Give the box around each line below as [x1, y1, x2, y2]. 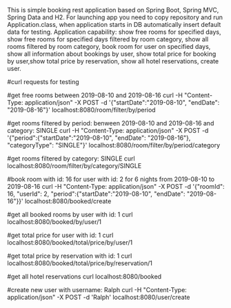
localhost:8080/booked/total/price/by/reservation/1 [7, 259, 153, 267]
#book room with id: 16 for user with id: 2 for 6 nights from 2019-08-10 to [7, 175, 215, 183]
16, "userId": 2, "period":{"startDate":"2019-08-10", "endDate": [7, 189, 185, 198]
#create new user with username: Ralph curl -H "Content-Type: [7, 286, 188, 294]
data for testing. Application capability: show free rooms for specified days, [7, 28, 221, 36]
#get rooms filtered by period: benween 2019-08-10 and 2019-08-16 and [7, 119, 214, 127]
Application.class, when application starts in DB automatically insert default [7, 21, 221, 28]
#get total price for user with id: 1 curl [7, 231, 114, 239]
